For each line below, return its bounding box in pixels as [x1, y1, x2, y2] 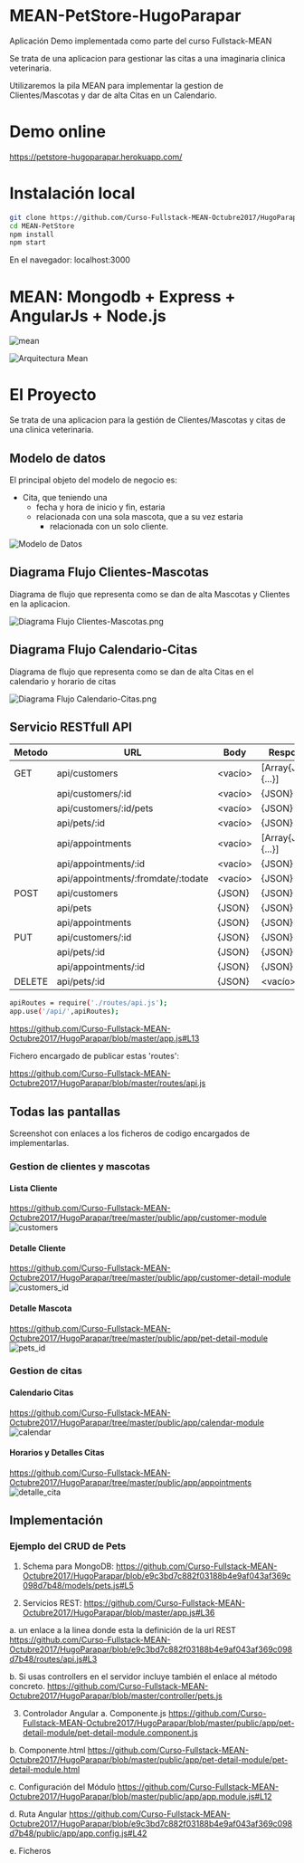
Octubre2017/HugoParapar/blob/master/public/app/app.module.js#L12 [9, 1791, 272, 1801]
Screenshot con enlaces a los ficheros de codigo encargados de [9, 1128, 251, 1139]
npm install [9, 230, 54, 239]
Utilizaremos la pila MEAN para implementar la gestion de [9, 80, 223, 91]
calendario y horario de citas [9, 675, 117, 686]
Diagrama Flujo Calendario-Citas [9, 642, 198, 657]
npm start [9, 238, 47, 247]
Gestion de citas [9, 1364, 83, 1377]
